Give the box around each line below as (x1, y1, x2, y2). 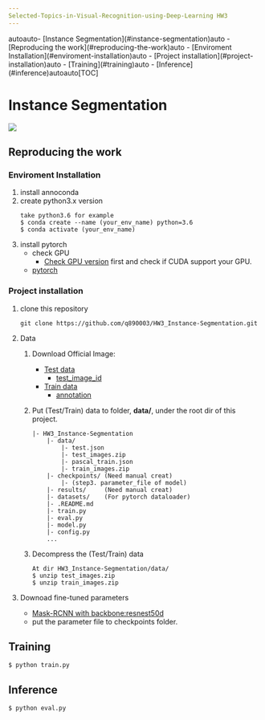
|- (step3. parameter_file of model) (60, 478, 187, 486)
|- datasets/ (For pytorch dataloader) (47, 493, 191, 501)
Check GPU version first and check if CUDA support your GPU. (43, 257, 252, 266)
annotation (55, 390, 92, 400)
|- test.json (60, 443, 104, 452)
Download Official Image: (31, 348, 116, 358)
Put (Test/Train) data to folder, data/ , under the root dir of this (31, 405, 236, 415)
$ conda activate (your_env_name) (19, 226, 136, 234)
